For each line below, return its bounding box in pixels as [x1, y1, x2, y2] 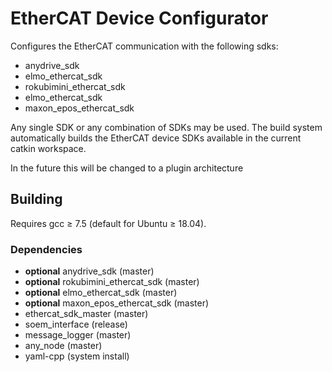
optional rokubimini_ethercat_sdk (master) [24, 276, 200, 288]
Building [10, 191, 63, 208]
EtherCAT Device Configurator [10, 7, 269, 30]
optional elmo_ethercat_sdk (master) [24, 287, 178, 299]
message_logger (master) [24, 329, 132, 341]
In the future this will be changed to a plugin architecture [10, 162, 244, 174]
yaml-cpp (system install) [24, 350, 130, 362]
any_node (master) [24, 340, 103, 352]
